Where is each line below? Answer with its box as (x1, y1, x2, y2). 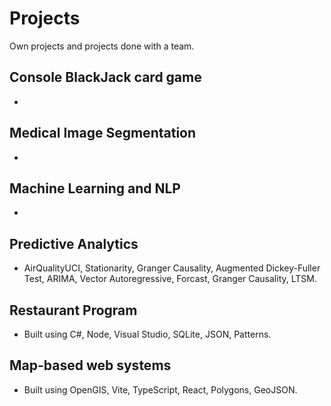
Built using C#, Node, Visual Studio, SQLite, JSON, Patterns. (23, 328, 272, 340)
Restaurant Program (9, 302, 138, 319)
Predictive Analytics (9, 235, 139, 252)
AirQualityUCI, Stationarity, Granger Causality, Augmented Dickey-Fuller (23, 262, 321, 274)
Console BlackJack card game (9, 69, 202, 86)
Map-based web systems (9, 357, 172, 374)
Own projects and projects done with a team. (9, 40, 195, 52)
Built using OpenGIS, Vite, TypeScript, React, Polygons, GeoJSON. (23, 383, 298, 396)
